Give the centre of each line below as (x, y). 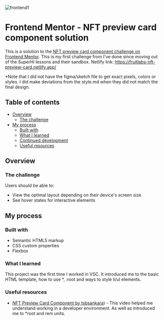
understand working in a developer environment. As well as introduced (83, 308)
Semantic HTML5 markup (38, 240)
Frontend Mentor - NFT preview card (81, 27)
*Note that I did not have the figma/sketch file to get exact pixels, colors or (81, 77)
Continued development (44, 140)
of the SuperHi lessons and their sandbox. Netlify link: (59, 62)
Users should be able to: (30, 186)
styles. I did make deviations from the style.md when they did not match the (82, 81)
